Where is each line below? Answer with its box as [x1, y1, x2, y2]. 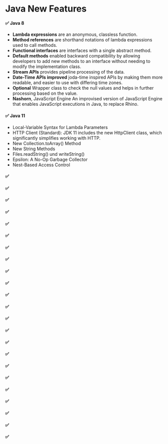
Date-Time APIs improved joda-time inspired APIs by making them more [12, 74, 163, 81]
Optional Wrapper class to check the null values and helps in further [12, 85, 154, 91]
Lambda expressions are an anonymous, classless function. [12, 31, 138, 38]
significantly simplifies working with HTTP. [12, 135, 101, 141]
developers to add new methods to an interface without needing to [12, 58, 150, 65]
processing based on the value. [12, 90, 78, 96]
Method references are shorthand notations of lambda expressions [12, 37, 152, 43]
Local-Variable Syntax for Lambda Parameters [12, 124, 108, 130]
